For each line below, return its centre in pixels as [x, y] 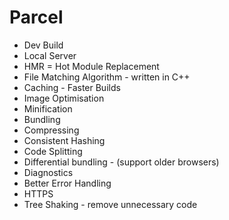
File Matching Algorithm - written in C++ [107, 77]
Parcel [36, 17]
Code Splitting [53, 151]
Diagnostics [48, 172]
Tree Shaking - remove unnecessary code [110, 204]
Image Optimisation [64, 98]
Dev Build [43, 45]
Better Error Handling [67, 183]
